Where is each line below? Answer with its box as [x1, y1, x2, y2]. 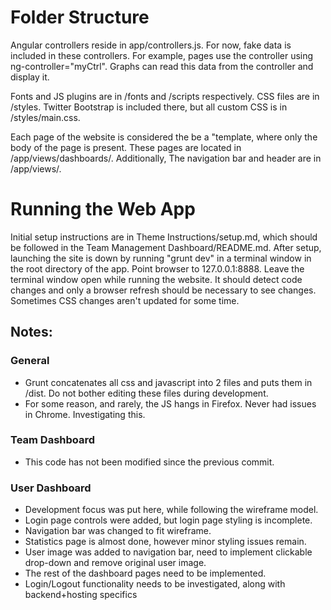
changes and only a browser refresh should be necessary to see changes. [10, 284, 317, 296]
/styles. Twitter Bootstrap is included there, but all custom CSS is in [10, 101, 288, 113]
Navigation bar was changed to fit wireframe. [24, 525, 212, 537]
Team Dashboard [10, 433, 96, 447]
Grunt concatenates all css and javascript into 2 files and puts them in [24, 376, 313, 388]
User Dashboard [10, 481, 92, 495]
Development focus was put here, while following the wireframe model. [24, 504, 319, 516]
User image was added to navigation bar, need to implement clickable [24, 546, 313, 558]
